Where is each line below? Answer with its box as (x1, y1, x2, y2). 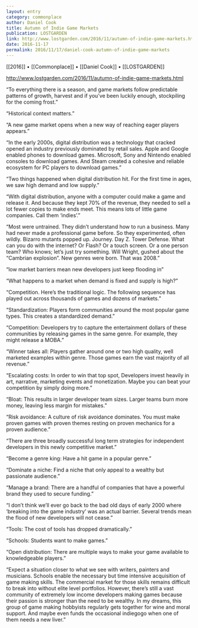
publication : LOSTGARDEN (6, 31, 67, 36)
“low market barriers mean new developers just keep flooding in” (6, 265, 164, 273)
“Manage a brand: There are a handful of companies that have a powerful (6, 484, 184, 491)
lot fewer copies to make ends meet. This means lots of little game (6, 205, 167, 212)
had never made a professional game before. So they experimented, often (6, 229, 186, 236)
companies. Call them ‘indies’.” (6, 211, 81, 218)
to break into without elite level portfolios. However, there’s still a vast (6, 584, 174, 592)
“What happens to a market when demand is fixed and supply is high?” (6, 277, 179, 284)
